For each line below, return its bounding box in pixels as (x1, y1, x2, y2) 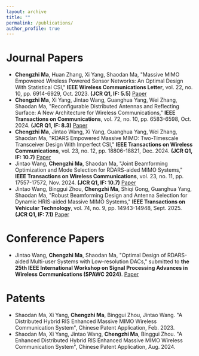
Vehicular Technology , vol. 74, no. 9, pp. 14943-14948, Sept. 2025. (14, 205, 182, 212)
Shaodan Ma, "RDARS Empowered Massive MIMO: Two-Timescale (14, 135, 179, 142)
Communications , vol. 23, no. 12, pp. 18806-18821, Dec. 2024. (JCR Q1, (14, 147, 193, 154)
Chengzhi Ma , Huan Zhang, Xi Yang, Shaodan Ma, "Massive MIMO (14, 71, 180, 78)
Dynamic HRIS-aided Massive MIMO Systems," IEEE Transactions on (14, 198, 186, 205)
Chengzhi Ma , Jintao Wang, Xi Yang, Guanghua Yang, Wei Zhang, (14, 128, 177, 135)
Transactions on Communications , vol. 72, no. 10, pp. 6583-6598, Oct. (14, 115, 191, 123)
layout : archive (6, 8, 47, 15)
